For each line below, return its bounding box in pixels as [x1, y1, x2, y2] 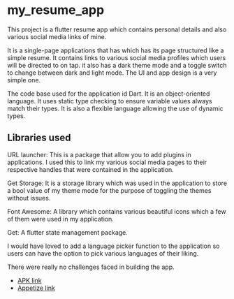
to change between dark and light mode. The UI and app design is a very [7, 68, 217, 77]
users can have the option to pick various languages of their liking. [7, 249, 199, 257]
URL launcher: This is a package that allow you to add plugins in [7, 150, 191, 159]
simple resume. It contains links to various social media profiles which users [7, 53, 226, 61]
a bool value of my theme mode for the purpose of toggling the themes [7, 186, 212, 194]
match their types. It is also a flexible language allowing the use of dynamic [7, 104, 224, 112]
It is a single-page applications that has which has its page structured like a [7, 46, 224, 54]
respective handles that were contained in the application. [7, 165, 175, 173]
